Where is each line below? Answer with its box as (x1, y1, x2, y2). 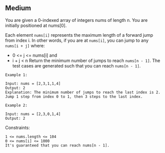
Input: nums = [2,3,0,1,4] (5, 111, 61, 116)
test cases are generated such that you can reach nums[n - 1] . (12, 63, 141, 69)
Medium (5, 4, 31, 12)
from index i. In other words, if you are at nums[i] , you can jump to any (5, 37, 149, 43)
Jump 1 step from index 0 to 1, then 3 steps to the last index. (5, 94, 143, 99)
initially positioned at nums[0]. (5, 22, 67, 28)
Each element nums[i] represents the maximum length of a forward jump (5, 32, 154, 38)
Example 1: (5, 72, 28, 77)
